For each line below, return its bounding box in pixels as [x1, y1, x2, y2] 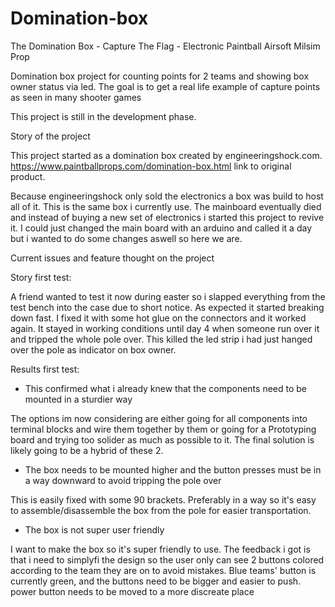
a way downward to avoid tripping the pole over [24, 474, 222, 486]
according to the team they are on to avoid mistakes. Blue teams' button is [10, 564, 317, 576]
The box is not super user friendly [24, 523, 165, 536]
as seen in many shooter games [10, 91, 142, 103]
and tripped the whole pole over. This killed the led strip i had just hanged [10, 333, 313, 345]
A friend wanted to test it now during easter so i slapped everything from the [10, 290, 326, 302]
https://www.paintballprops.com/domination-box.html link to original [10, 160, 292, 172]
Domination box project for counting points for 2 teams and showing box [10, 70, 310, 82]
